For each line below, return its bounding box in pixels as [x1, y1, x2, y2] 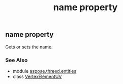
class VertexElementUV [12, 73, 62, 79]
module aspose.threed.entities [12, 68, 77, 74]
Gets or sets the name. [5, 44, 53, 50]
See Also [5, 57, 28, 64]
